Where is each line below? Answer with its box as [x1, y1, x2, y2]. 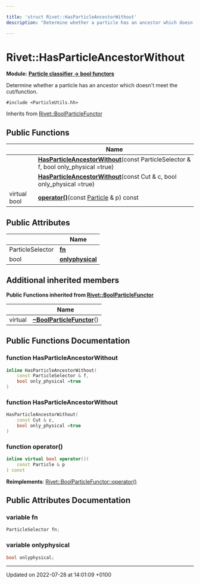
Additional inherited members [6, 276, 120, 286]
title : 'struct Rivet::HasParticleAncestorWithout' [6, 14, 137, 20]
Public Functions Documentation [6, 336, 130, 346]
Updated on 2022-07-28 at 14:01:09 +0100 [6, 571, 112, 578]
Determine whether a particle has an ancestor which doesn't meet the [6, 82, 178, 89]
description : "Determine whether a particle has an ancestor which [6, 19, 177, 26]
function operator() [6, 442, 63, 451]
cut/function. [6, 88, 38, 96]
